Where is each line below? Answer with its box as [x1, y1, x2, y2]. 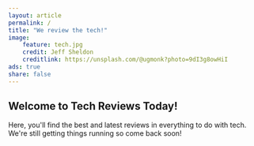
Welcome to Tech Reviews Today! [8, 99, 178, 113]
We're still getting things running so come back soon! [8, 129, 182, 138]
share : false [8, 70, 51, 78]
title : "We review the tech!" [8, 26, 108, 34]
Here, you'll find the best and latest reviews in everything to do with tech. [8, 120, 247, 130]
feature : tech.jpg [22, 41, 83, 49]
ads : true [8, 63, 41, 71]
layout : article [8, 11, 62, 20]
